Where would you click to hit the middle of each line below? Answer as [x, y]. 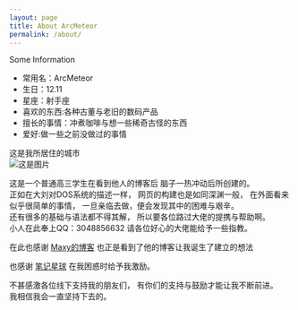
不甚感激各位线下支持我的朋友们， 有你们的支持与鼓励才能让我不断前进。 [144, 285]
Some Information [43, 60]
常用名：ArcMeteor [58, 78]
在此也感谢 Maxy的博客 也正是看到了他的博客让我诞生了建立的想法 [131, 247]
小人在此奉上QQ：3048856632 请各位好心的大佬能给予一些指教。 [131, 228]
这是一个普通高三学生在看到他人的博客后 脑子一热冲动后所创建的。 [132, 184]
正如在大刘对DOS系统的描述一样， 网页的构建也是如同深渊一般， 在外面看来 [149, 194]
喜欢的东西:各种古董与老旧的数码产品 [90, 112]
